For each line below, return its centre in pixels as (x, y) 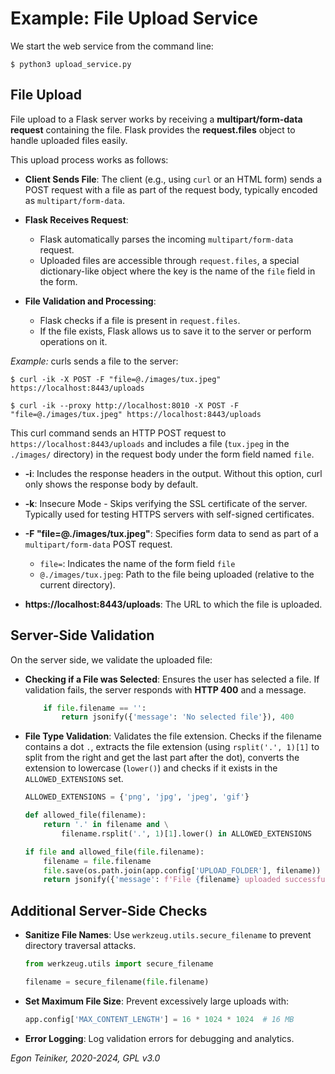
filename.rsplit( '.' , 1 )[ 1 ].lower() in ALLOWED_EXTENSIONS (187, 833)
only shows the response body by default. (111, 484)
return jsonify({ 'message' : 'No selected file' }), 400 (178, 717)
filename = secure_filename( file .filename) (117, 982)
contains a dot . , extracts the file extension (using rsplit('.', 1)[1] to (172, 747)
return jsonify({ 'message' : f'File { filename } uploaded (162, 880)
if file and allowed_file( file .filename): (114, 852)
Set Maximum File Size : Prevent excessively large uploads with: (157, 1001)
